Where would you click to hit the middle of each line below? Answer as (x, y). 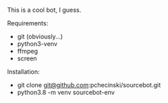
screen (27, 58)
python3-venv (37, 44)
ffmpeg (28, 51)
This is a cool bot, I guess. (44, 10)
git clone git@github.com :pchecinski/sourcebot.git (89, 85)
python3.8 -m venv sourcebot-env (66, 92)
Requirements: (28, 23)
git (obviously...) (40, 36)
